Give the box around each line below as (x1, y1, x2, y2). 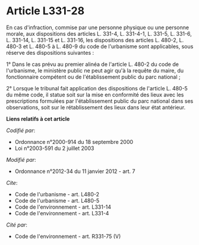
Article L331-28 (6, 4, 85, 18)
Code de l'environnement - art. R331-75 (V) (14, 233, 121, 240)
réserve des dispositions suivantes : (6, 49, 94, 56)
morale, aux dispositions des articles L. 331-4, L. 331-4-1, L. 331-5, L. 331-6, (6, 30, 192, 37)
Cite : (6, 179, 18, 186)
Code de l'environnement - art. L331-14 (14, 203, 112, 211)
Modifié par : (6, 156, 37, 163)
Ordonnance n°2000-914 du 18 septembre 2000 (14, 138, 134, 145)
